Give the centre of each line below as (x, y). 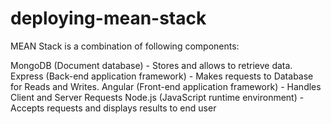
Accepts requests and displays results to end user (113, 108)
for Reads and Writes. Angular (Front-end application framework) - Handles (166, 86)
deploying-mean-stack (108, 18)
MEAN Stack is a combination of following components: (125, 46)
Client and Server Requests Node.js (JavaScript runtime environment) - (157, 97)
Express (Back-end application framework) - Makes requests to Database (162, 76)
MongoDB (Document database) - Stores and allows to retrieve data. (151, 65)
